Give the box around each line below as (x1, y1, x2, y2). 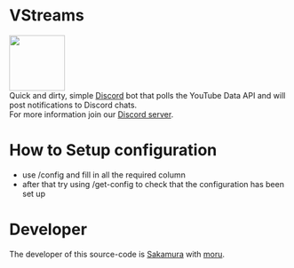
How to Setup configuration (9, 140, 218, 161)
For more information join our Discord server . (9, 108, 174, 120)
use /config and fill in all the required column (21, 169, 187, 180)
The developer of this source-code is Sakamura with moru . (9, 248, 225, 259)
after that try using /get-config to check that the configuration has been (21, 178, 284, 189)
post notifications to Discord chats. (9, 99, 138, 110)
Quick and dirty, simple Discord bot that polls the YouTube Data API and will (9, 90, 286, 100)
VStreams (9, 5, 84, 26)
